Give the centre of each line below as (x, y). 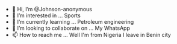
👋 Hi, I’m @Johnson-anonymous (52, 9)
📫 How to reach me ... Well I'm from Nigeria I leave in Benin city (92, 35)
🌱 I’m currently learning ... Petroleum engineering (73, 22)
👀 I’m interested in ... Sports (46, 15)
